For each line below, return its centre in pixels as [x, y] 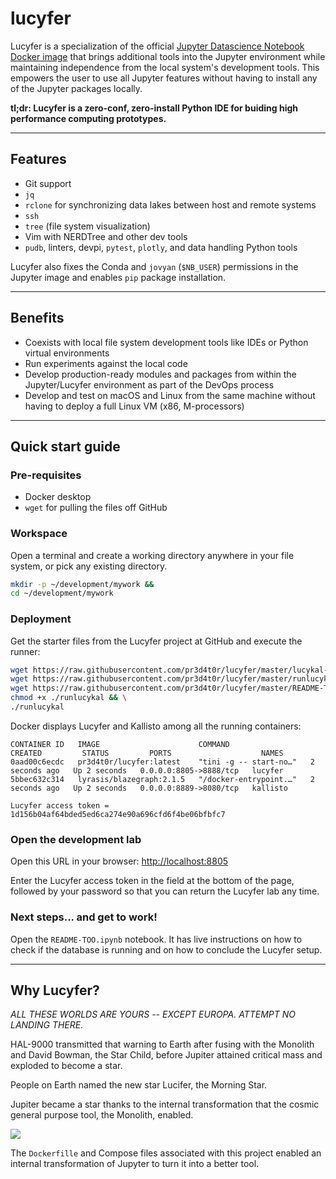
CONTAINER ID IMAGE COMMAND [120, 744]
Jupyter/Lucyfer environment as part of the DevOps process [149, 384]
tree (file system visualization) [87, 226]
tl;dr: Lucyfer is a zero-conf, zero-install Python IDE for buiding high [154, 108]
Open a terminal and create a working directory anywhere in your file [152, 555]
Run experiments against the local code [106, 363]
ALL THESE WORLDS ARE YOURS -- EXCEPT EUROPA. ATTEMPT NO [153, 1014]
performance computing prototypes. [88, 118]
